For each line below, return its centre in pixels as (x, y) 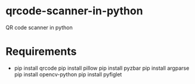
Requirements (41, 52)
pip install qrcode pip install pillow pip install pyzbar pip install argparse (102, 68)
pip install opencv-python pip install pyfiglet (68, 74)
